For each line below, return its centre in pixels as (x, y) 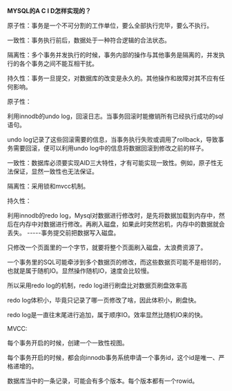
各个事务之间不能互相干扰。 (58, 64)
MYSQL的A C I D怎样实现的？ (49, 11)
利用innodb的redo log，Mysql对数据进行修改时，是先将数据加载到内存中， (113, 216)
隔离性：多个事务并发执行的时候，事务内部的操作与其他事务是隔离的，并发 (113, 55)
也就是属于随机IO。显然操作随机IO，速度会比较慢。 (80, 271)
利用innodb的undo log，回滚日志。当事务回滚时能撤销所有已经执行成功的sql (115, 116)
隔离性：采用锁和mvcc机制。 (48, 186)
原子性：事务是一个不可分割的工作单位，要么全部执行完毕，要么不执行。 (110, 26)
